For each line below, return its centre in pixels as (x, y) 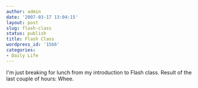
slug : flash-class (29, 28)
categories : (21, 50)
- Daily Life (22, 56)
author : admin (24, 12)
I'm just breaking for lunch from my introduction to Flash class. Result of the (99, 72)
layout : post (22, 22)
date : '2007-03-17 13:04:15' (42, 17)
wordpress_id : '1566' (33, 45)
